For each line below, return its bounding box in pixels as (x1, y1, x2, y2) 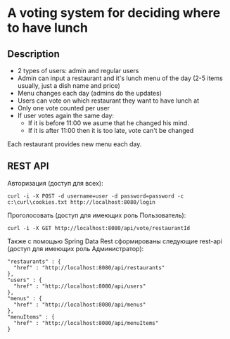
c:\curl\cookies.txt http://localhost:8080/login (7, 198, 156, 205)
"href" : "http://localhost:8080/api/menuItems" (13, 319, 159, 326)
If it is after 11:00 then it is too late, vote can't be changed (27, 127, 194, 134)
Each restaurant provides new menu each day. (7, 140, 142, 148)
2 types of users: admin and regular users (17, 67, 139, 75)
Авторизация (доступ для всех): (7, 179, 103, 187)
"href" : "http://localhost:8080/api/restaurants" (13, 264, 165, 271)
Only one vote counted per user (17, 104, 110, 112)
